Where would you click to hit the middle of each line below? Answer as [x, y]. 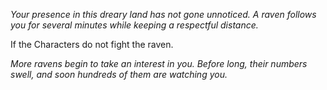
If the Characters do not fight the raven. [92, 44]
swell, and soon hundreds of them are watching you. [119, 74]
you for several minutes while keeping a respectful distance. [134, 25]
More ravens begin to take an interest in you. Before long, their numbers [159, 63]
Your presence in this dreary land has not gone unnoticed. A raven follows [163, 14]
